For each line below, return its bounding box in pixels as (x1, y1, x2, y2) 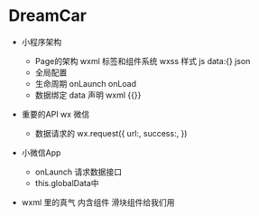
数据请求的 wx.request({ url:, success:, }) (34, 127, 188, 138)
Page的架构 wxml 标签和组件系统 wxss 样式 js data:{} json (34, 55, 251, 66)
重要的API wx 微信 (21, 108, 90, 119)
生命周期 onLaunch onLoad (34, 78, 137, 89)
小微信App (21, 146, 61, 158)
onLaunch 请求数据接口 (34, 166, 123, 177)
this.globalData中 (34, 177, 100, 188)
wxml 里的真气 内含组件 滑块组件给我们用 (21, 196, 175, 208)
